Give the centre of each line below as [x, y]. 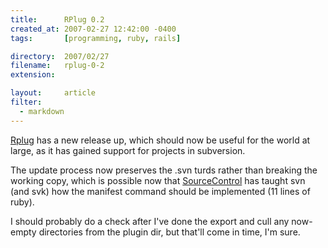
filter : [26, 102]
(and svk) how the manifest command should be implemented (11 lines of [160, 191]
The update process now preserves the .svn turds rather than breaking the [164, 170]
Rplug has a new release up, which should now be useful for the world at [160, 140]
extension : [33, 75]
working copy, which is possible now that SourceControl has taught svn [158, 180]
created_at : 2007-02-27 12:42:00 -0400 [93, 29]
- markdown [42, 111]
